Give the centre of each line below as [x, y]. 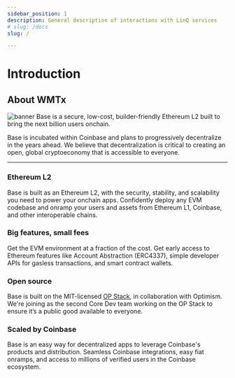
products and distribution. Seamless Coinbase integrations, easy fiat [106, 352]
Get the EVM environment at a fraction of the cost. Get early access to [108, 248]
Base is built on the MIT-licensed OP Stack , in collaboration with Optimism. [115, 296]
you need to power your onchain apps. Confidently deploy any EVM [105, 199]
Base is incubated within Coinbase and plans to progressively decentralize [114, 138]
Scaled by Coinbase [42, 330]
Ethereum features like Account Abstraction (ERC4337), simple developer [113, 255]
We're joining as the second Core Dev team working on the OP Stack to [110, 304]
